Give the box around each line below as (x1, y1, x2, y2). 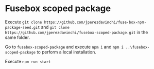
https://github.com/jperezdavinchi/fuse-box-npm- (44, 20, 147, 25)
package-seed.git (5, 25, 40, 30)
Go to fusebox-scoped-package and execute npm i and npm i (5, 44, 124, 50)
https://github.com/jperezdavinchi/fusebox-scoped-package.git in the (5, 29, 148, 35)
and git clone (41, 24, 69, 30)
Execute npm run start (5, 58, 51, 64)
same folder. (5, 34, 30, 40)
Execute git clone (5, 19, 42, 25)
